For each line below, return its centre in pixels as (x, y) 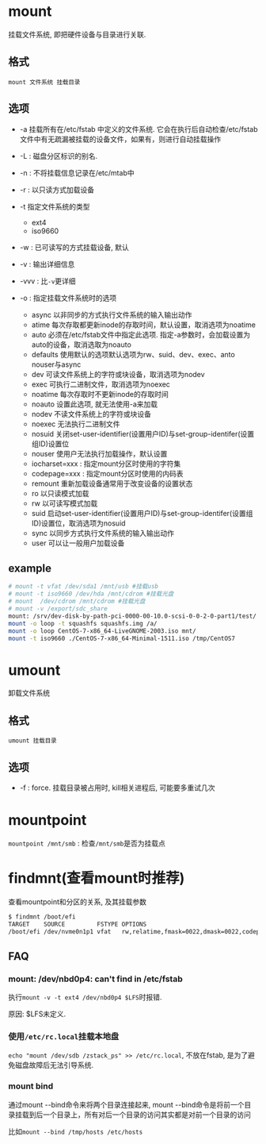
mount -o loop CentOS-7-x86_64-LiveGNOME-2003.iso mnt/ (102, 631)
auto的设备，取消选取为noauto (82, 345)
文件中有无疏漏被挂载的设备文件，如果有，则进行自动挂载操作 (120, 139)
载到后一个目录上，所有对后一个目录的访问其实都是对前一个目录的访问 (136, 1115)
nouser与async (56, 364)
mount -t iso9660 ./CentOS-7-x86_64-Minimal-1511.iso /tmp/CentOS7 (122, 638)
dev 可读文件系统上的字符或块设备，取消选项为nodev (118, 374)
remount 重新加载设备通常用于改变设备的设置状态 (112, 483)
